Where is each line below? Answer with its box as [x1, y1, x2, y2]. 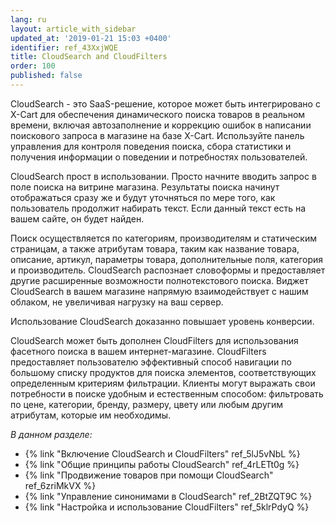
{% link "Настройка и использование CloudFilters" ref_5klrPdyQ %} [24, 501, 310, 513]
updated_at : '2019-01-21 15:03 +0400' [10, 33, 172, 43]
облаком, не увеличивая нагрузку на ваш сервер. [10, 296, 224, 308]
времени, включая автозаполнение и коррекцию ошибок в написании [10, 119, 312, 131]
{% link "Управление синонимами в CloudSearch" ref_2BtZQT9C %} [24, 490, 313, 502]
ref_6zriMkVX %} [24, 479, 97, 491]
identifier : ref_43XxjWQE [10, 42, 118, 53]
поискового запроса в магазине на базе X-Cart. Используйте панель [10, 129, 305, 141]
